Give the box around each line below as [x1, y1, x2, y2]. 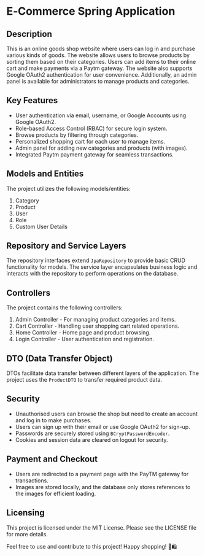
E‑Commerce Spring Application [6, 4, 176, 18]
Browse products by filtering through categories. [15, 131, 139, 139]
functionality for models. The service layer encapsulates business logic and [6, 263, 198, 271]
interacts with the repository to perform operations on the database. [6, 270, 179, 277]
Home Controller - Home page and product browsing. [15, 329, 151, 336]
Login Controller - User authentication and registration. [15, 336, 155, 343]
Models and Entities [6, 169, 84, 179]
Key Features [6, 95, 58, 106]
